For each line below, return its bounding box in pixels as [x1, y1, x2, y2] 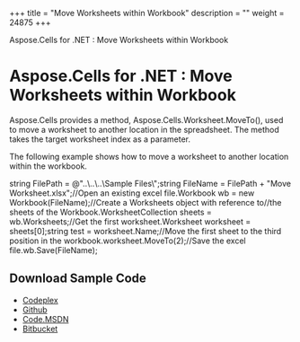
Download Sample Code [9, 271, 146, 286]
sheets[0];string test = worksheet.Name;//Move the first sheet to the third [9, 225, 282, 236]
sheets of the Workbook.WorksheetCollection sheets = [9, 206, 213, 217]
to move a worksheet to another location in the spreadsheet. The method [9, 124, 280, 135]
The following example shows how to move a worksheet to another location [9, 151, 289, 162]
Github [22, 304, 48, 315]
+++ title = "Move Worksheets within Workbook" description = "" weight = [9, 8, 285, 18]
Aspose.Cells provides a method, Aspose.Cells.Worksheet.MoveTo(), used [9, 114, 284, 125]
